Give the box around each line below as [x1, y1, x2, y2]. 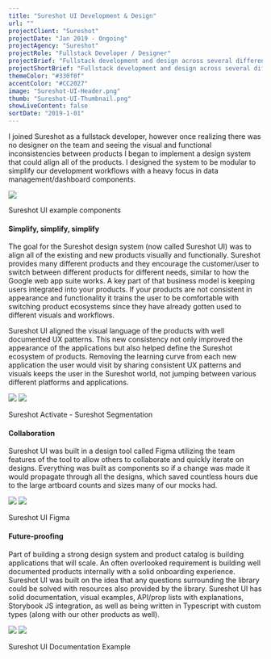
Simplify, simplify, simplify [8, 224, 99, 233]
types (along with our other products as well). [8, 609, 160, 619]
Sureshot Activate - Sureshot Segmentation [8, 409, 153, 420]
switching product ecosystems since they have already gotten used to [8, 302, 242, 312]
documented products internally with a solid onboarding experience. [8, 566, 236, 576]
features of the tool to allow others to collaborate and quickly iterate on [8, 455, 244, 464]
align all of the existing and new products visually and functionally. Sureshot [8, 250, 261, 260]
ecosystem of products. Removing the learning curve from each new [8, 352, 237, 362]
